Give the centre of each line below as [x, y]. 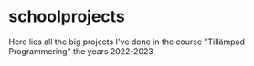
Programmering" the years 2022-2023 [81, 51]
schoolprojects [67, 17]
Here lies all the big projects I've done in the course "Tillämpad [127, 42]
